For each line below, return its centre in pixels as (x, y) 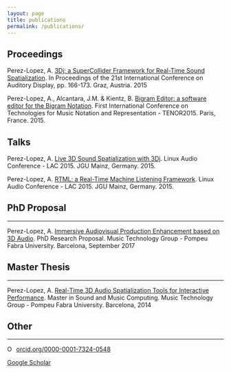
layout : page (26, 13)
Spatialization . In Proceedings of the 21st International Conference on (105, 78)
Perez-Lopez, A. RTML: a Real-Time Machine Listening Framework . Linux (111, 179)
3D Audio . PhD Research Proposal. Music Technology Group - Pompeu (108, 238)
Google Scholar (29, 363)
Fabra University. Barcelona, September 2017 (71, 245)
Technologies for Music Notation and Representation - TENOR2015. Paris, (111, 113)
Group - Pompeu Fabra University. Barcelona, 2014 (79, 305)
